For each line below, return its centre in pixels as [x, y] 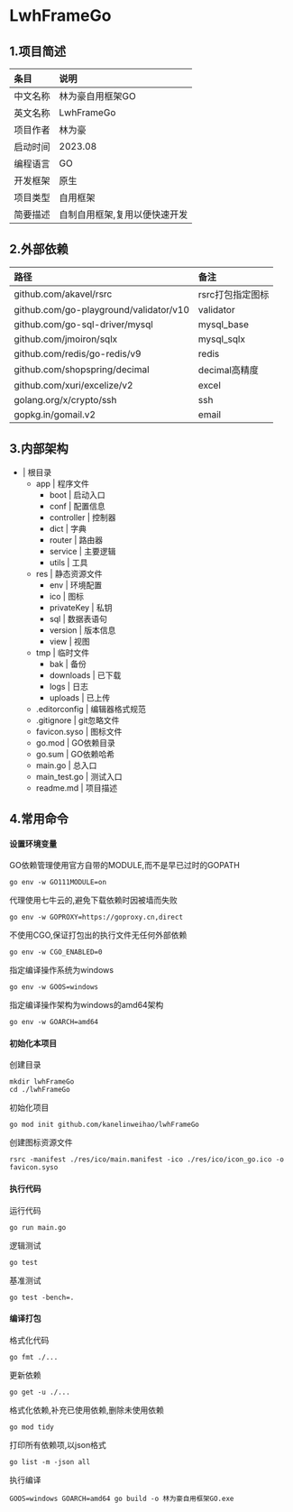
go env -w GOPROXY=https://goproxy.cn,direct [96, 917]
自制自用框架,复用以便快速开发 [124, 215]
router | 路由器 [76, 540]
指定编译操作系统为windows [62, 970]
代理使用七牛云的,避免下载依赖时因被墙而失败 [94, 900]
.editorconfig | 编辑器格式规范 [91, 709]
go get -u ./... [40, 1392]
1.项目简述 [38, 51]
